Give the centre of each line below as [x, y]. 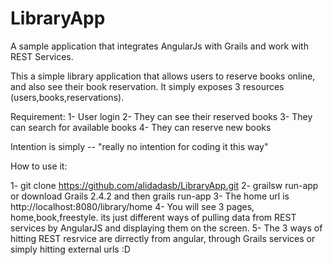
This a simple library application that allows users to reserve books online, [163, 76]
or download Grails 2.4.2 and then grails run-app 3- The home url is [150, 196]
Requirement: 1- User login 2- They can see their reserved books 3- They [161, 116]
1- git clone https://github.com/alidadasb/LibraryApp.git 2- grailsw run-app [164, 185]
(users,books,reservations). [67, 97]
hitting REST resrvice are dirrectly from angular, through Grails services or [163, 238]
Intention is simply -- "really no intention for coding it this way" [139, 146]
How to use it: [39, 166]
